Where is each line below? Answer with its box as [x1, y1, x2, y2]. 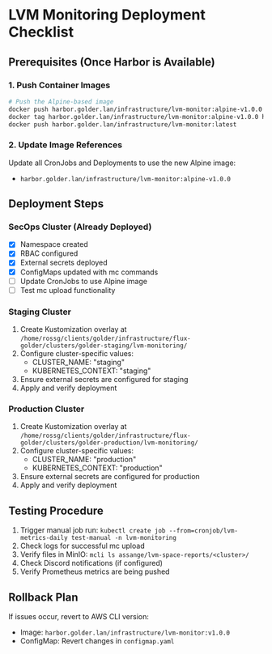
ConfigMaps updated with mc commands [19, 267, 159, 277]
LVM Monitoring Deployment [8, 6, 206, 24]
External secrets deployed [19, 257, 108, 268]
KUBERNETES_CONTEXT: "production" [32, 463, 164, 473]
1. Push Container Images [8, 79, 111, 91]
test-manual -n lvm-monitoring [71, 534, 176, 542]
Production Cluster [8, 403, 85, 414]
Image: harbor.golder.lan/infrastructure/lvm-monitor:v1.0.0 [19, 627, 231, 637]
